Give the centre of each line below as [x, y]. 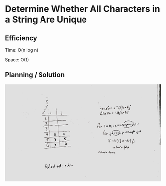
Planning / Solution [35, 75]
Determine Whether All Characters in [83, 9]
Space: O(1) [17, 60]
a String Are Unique [46, 20]
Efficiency [21, 38]
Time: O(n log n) [22, 50]
